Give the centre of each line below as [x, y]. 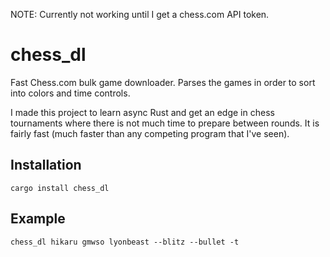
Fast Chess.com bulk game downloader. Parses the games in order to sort [163, 82]
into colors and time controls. [70, 93]
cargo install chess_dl [60, 188]
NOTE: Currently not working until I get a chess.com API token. [140, 14]
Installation [46, 165]
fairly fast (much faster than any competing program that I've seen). [150, 133]
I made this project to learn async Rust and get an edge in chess [142, 112]
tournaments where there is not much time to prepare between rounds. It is [165, 123]
